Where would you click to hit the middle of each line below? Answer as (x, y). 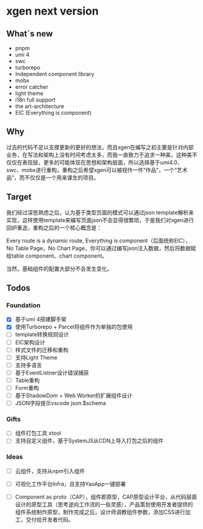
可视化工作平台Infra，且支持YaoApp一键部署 (70, 483)
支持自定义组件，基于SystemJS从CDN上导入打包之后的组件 (89, 441)
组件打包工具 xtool (38, 433)
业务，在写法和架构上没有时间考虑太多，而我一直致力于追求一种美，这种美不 (102, 155)
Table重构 (27, 380)
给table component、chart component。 (57, 256)
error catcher (32, 87)
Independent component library (55, 74)
